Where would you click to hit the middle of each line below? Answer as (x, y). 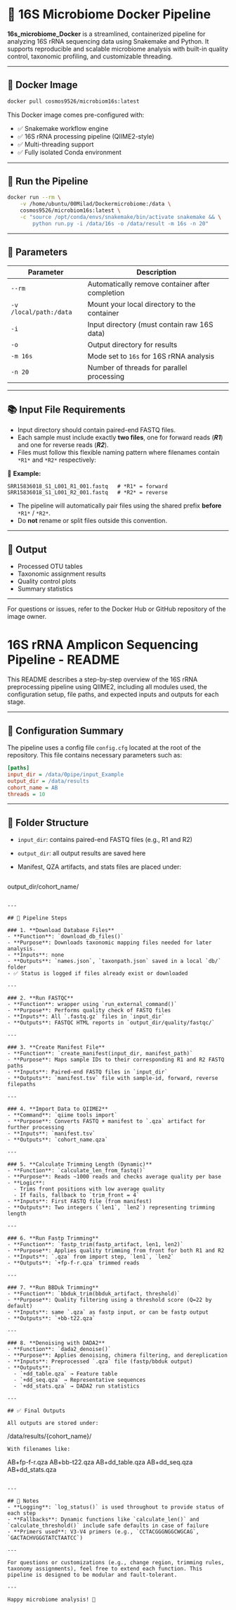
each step (22, 1514)
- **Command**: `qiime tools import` (63, 1115)
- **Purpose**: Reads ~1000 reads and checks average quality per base (114, 1177)
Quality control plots (47, 581)
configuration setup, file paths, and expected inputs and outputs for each (113, 694)
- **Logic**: (26, 1183)
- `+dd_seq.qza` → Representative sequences (80, 1380)
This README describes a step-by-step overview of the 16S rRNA (103, 679)
